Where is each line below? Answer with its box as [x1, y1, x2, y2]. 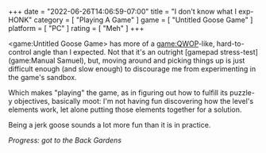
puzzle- [229, 88, 256, 98]
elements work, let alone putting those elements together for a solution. [8, 105, 242, 114]
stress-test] [219, 48, 258, 56]
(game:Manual [8, 55, 56, 65]
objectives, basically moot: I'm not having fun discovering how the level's [13, 97, 254, 105]
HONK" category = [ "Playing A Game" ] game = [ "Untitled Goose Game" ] [8, 15, 253, 25]
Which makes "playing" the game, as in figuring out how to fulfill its [8, 88, 229, 98]
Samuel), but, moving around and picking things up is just [56, 55, 245, 65]
